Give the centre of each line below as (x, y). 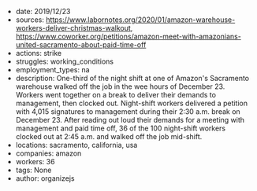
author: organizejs (45, 178)
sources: (30, 20)
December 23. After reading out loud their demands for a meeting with (130, 120)
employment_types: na (52, 70)
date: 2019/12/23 (43, 11)
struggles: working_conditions (65, 61)
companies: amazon (48, 153)
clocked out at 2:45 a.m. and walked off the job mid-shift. (109, 136)
